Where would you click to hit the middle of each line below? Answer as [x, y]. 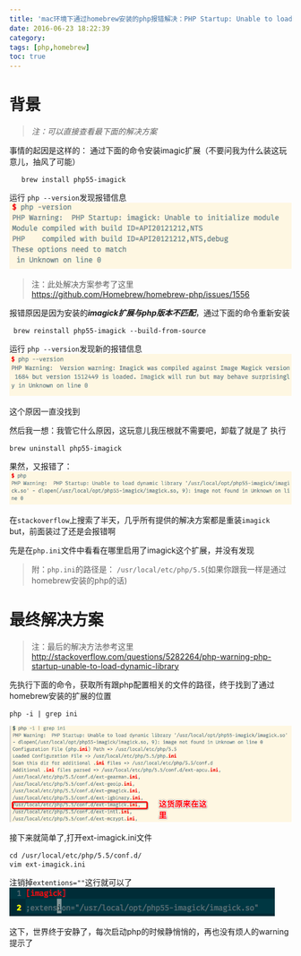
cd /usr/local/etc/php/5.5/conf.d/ [76, 856]
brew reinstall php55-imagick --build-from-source [109, 332]
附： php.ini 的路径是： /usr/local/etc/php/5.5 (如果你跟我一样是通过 [159, 569]
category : [28, 38]
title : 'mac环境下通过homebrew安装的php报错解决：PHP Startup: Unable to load [151, 19]
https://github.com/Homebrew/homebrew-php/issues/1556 [141, 295]
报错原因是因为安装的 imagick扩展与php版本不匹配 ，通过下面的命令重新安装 [150, 313]
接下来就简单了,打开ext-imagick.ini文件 [81, 837]
